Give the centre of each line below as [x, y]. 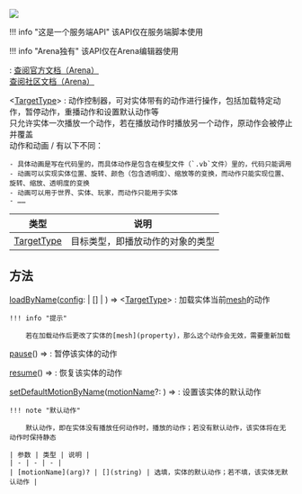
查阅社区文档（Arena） [52, 81]
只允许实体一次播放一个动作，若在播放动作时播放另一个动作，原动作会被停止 [151, 123]
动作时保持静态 [33, 437]
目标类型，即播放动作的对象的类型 [143, 241]
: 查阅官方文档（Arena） [54, 70]
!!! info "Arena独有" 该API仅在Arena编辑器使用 [94, 51]
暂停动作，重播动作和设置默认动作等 [92, 112]
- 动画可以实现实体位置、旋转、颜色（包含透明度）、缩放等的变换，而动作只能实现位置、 [149, 174]
